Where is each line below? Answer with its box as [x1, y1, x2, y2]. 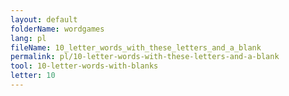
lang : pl [10, 33, 47, 43]
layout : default [10, 14, 78, 25]
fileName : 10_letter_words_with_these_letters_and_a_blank [10, 42, 262, 53]
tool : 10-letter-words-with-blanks [10, 61, 159, 71]
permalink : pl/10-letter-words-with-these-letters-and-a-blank [10, 52, 280, 62]
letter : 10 [10, 71, 56, 81]
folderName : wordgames [10, 24, 105, 34]
